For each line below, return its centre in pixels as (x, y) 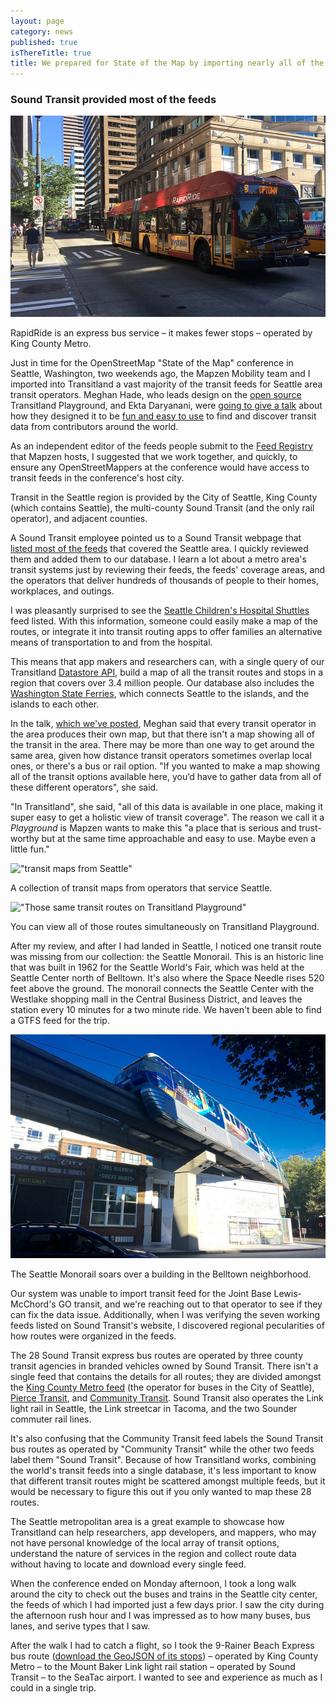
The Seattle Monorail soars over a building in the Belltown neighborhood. (161, 1274)
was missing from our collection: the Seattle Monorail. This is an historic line (167, 956)
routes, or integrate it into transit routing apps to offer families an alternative (166, 631)
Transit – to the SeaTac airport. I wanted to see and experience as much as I (166, 1677)
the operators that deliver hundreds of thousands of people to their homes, (164, 580)
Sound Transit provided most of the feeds (113, 100)
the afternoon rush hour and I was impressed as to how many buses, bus (160, 1616)
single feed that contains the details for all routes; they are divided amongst (166, 1377)
